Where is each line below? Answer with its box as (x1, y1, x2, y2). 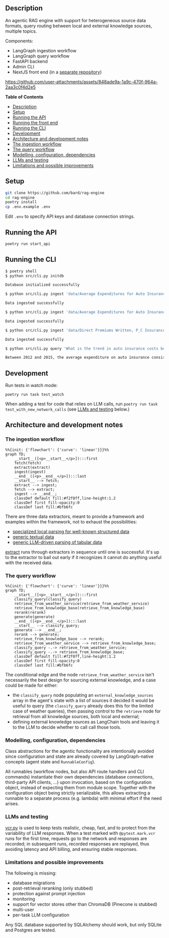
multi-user (12, 906, 34, 912)
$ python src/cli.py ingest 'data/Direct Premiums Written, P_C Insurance (5, 328, 165, 333)
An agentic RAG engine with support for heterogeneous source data (5, 17, 146, 23)
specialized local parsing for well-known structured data (12, 528, 130, 534)
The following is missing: (5, 870, 57, 876)
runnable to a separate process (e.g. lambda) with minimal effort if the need (5, 795, 162, 802)
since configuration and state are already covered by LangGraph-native (5, 753, 153, 759)
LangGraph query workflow (12, 53, 70, 59)
